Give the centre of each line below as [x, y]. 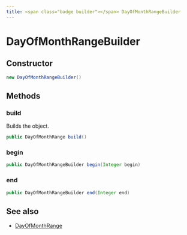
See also [22, 211]
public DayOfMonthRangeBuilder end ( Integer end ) [68, 192]
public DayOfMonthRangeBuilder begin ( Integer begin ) [73, 165]
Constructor [29, 64]
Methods [23, 96]
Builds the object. [28, 126]
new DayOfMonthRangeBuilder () [44, 77]
